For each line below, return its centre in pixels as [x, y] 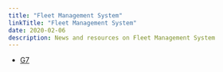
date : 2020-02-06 [37, 30]
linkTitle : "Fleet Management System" [72, 23]
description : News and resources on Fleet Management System [112, 38]
